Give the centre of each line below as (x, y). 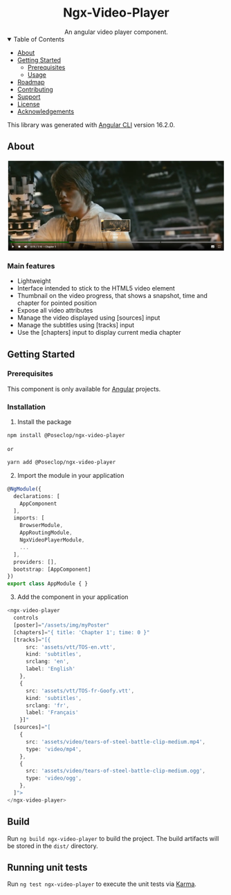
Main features (31, 266)
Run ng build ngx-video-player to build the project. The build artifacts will (113, 838)
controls (26, 618)
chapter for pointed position (57, 303)
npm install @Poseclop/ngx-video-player (66, 436)
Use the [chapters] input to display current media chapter (99, 333)
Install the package (44, 422)
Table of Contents (39, 39)
